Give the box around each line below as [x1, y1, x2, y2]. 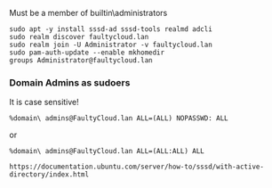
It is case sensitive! [9, 97, 80, 108]
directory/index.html [9, 170, 90, 179]
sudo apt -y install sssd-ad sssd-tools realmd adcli [9, 25, 213, 34]
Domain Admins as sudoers [9, 76, 131, 88]
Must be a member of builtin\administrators [9, 8, 168, 18]
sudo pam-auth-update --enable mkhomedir [9, 48, 165, 57]
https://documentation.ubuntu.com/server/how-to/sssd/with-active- [9, 162, 265, 172]
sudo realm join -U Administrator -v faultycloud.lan [9, 40, 213, 49]
